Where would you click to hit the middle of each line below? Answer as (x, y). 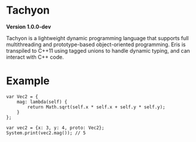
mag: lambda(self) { (42, 102)
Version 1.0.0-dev (29, 27)
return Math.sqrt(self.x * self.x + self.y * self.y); (97, 107)
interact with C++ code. (35, 57)
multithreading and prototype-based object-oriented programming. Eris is (96, 44)
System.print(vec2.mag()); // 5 (46, 133)
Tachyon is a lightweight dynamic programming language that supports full (97, 38)
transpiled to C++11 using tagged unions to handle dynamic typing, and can (98, 50)
